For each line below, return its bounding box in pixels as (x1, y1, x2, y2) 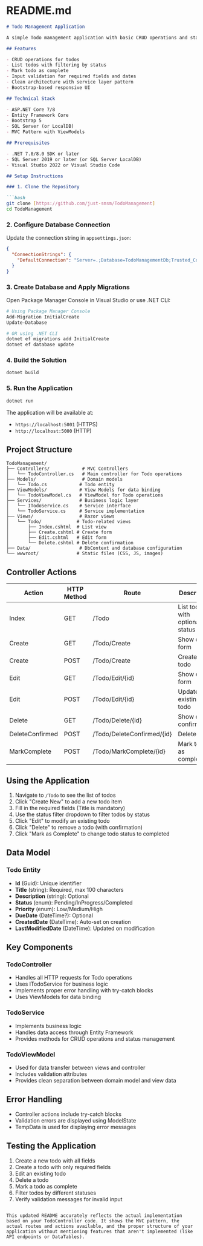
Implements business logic (14, 1022, 82, 1029)
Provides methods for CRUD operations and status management (14, 1035, 175, 1042)
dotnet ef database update (6, 341, 74, 348)
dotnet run (6, 398, 34, 404)
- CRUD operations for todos (6, 56, 80, 62)
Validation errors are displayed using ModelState (14, 1116, 137, 1124)
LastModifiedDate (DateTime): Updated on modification (14, 925, 155, 932)
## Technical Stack (6, 95, 56, 102)
